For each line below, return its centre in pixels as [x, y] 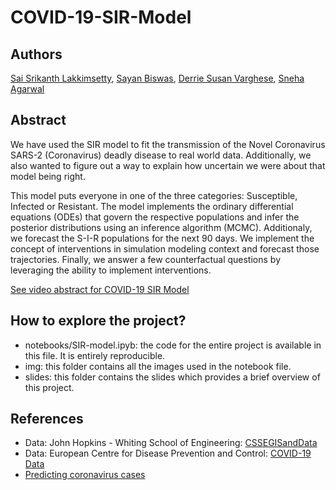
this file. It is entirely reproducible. [95, 355]
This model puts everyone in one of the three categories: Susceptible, [154, 195]
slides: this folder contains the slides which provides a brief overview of [172, 377]
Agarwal [27, 89]
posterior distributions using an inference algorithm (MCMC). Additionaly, [161, 227]
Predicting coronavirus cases [85, 475]
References [47, 419]
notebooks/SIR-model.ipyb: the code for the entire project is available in [173, 345]
